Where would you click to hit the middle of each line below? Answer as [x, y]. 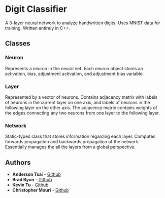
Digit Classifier [36, 9]
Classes [18, 44]
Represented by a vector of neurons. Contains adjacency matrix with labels [81, 97]
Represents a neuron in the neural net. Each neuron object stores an [74, 68]
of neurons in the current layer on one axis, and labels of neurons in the [78, 102]
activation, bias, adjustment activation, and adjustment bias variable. [75, 74]
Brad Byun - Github [32, 180]
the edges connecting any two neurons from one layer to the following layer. [82, 113]
